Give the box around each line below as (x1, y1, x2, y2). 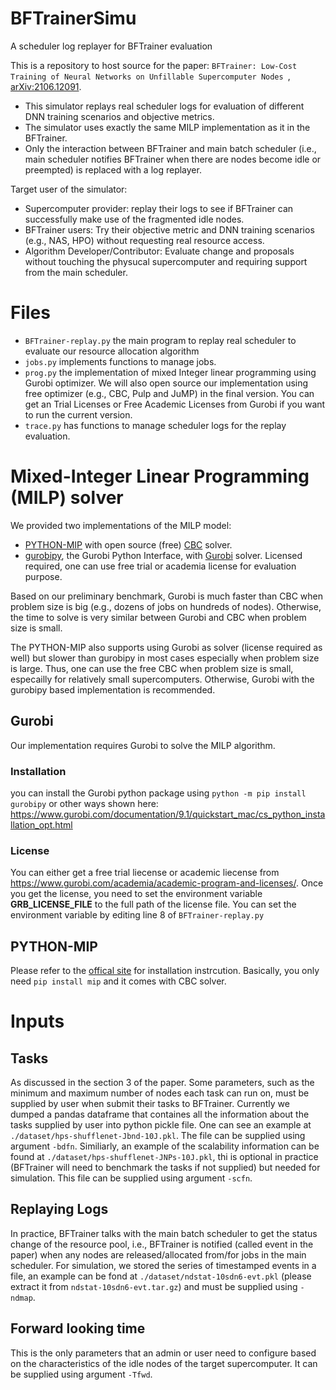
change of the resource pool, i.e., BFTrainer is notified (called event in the (10, 1238, 314, 1250)
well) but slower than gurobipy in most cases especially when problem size (10, 652, 320, 664)
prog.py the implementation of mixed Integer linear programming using (24, 366, 317, 378)
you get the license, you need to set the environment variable (10, 888, 263, 900)
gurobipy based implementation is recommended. (10, 683, 216, 696)
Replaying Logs (10, 1201, 109, 1218)
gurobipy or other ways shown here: (10, 797, 159, 809)
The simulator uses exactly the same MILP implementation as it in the (24, 121, 311, 133)
